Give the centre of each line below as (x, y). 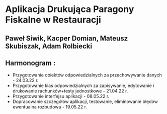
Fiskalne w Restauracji (53, 20)
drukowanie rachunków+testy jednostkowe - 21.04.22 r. (70, 91)
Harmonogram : (30, 63)
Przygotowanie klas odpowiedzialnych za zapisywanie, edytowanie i (83, 85)
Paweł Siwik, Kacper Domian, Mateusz (67, 38)
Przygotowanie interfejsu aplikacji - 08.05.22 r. (61, 96)
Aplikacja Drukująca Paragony (70, 9)
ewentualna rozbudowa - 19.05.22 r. (50, 107)
